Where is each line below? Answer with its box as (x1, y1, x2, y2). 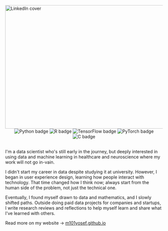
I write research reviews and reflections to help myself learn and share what (5, 205, 161, 211)
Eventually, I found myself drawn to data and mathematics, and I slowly (5, 195, 151, 200)
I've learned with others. (5, 211, 55, 216)
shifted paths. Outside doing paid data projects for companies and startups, (5, 200, 161, 206)
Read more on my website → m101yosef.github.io (5, 220, 106, 226)
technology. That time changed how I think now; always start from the (5, 180, 149, 185)
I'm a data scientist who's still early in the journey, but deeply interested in (5, 149, 158, 154)
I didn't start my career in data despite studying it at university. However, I (5, 169, 157, 175)
